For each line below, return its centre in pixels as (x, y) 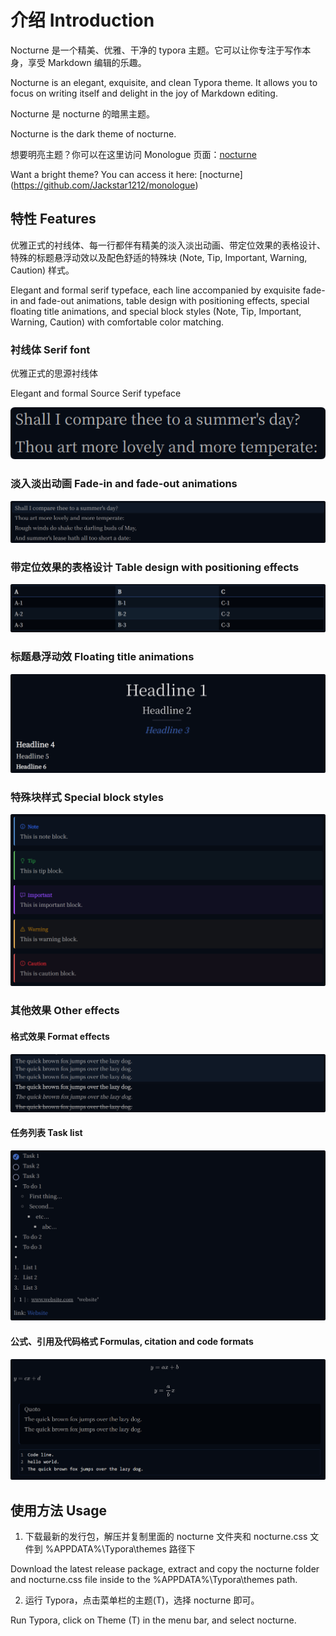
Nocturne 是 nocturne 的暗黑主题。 (82, 113)
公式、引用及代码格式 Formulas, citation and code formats (132, 1342)
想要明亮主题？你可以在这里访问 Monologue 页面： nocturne (133, 154)
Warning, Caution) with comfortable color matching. (117, 322)
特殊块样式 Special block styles (87, 797)
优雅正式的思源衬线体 (54, 373)
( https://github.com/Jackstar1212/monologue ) (104, 185)
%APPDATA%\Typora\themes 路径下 (120, 1549)
